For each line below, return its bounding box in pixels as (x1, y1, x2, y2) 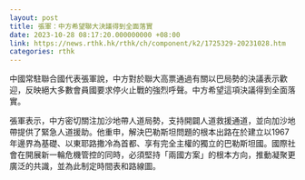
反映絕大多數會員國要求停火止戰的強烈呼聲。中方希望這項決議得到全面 (25, 85, 288, 95)
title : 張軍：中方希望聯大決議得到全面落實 (9, 22, 153, 31)
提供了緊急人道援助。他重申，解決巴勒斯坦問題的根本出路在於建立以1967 (16, 126, 290, 137)
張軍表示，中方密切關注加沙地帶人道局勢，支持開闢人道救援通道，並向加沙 (9, 115, 288, 126)
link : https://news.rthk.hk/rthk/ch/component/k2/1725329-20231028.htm (9, 38, 286, 48)
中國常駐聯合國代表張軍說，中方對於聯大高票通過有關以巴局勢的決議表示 (9, 74, 280, 85)
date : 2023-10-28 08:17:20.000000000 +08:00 (9, 30, 181, 39)
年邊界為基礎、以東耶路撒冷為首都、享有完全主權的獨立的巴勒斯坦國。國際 (9, 138, 288, 149)
